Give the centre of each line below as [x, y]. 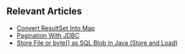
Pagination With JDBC [48, 35]
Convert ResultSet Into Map [56, 28]
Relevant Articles [44, 11]
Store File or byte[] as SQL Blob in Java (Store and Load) [97, 43]
